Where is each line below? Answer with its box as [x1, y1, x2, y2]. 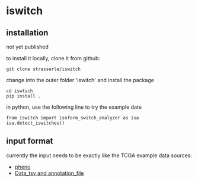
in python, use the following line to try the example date [6, 103, 142, 110]
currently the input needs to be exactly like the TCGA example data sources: [6, 152, 193, 159]
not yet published [6, 43, 49, 50]
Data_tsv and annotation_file [14, 170, 84, 177]
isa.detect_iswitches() [6, 120, 65, 126]
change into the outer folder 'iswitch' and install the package [6, 77, 154, 83]
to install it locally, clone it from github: [6, 55, 101, 61]
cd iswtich [6, 88, 33, 94]
